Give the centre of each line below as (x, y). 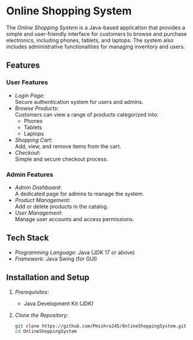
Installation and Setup (48, 278)
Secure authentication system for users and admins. (79, 102)
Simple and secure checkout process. (62, 159)
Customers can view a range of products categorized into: (87, 114)
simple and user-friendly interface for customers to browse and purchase (96, 33)
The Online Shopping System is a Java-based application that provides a (96, 27)
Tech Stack (27, 238)
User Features (27, 82)
